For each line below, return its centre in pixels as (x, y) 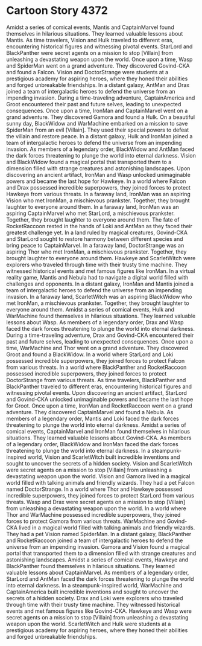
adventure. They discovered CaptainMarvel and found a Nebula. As (90, 412)
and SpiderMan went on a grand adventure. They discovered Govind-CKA (98, 66)
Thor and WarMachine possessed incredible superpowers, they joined (93, 514)
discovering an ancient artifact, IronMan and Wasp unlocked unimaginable (99, 174)
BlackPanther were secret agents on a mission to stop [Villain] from (90, 53)
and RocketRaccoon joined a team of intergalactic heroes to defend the (95, 540)
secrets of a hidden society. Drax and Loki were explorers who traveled (95, 598)
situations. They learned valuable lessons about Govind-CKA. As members (99, 438)
